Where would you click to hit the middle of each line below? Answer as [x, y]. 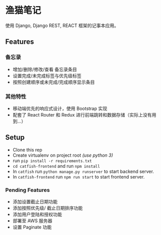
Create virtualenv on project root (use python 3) [63, 155]
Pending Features [28, 190]
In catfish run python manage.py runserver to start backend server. [83, 171]
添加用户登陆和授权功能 [37, 215]
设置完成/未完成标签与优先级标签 [47, 76]
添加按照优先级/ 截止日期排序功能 [48, 208]
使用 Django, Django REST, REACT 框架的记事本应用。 [62, 25]
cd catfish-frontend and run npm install [56, 166]
